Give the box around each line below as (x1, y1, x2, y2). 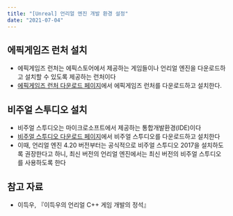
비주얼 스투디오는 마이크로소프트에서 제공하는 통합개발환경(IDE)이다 (17, 123, 202, 132)
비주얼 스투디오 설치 (7, 104, 88, 116)
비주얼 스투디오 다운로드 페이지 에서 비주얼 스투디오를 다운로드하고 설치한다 (17, 132, 220, 141)
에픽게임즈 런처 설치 (7, 44, 88, 56)
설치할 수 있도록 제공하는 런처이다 (24, 72, 116, 81)
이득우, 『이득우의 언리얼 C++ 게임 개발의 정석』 (17, 200, 150, 209)
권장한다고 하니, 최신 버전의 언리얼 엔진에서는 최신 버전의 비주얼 (24, 150, 198, 158)
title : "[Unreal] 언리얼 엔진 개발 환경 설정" (7, 10, 129, 17)
